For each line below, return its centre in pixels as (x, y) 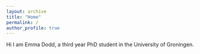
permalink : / (22, 22)
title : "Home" (24, 17)
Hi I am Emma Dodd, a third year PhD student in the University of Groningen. (100, 45)
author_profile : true (33, 28)
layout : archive (26, 11)
